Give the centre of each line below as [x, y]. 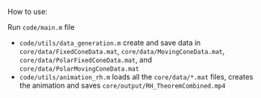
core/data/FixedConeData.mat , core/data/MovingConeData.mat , [122, 51]
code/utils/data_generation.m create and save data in [110, 43]
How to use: [27, 12]
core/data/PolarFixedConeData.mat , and [86, 60]
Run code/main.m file [41, 27]
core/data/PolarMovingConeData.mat [79, 69]
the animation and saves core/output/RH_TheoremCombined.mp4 [122, 85]
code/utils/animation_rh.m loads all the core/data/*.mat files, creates [136, 77]
